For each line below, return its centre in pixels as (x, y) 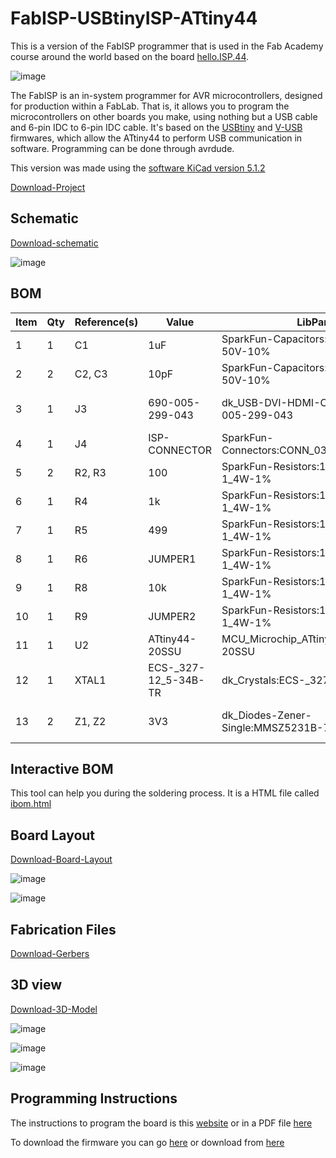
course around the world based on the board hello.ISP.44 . (129, 56)
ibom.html (31, 804)
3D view (36, 985)
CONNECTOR (180, 450)
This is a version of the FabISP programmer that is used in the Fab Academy (167, 46)
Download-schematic (54, 243)
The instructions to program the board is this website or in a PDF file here (161, 1123)
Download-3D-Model (54, 1009)
